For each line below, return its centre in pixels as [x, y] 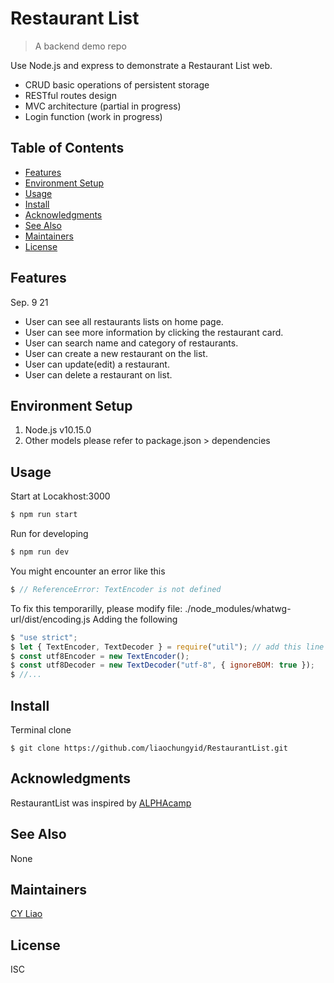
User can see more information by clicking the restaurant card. [154, 332]
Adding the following [135, 619]
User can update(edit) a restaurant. [97, 364]
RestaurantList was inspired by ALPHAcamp [101, 803]
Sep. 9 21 [29, 302]
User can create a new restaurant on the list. [116, 353]
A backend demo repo [80, 46]
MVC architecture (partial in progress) [103, 106]
